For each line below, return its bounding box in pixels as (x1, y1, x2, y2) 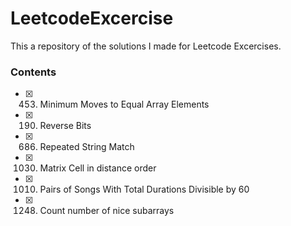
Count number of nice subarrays (39, 205, 175, 217)
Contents (10, 65, 57, 79)
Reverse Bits (39, 120, 92, 132)
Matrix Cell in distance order (39, 162, 157, 174)
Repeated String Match (39, 141, 135, 153)
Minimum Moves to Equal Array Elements (39, 98, 210, 111)
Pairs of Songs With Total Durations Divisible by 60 (39, 183, 250, 196)
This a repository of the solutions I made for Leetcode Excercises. (10, 40, 282, 52)
